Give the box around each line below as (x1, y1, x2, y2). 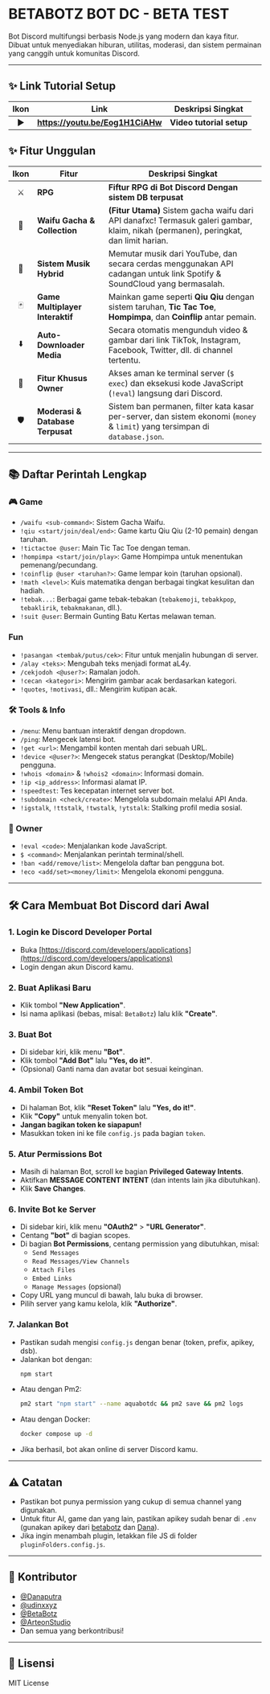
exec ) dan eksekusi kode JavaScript (108, 377, 243, 388)
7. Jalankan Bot (8, 1319, 69, 1331)
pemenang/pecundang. (19, 560, 98, 570)
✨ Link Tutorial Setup (8, 80, 117, 93)
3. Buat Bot (8, 1029, 52, 1040)
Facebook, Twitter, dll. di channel (108, 344, 233, 355)
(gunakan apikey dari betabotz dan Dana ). (19, 1523, 159, 1532)
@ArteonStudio (19, 1617, 71, 1626)
